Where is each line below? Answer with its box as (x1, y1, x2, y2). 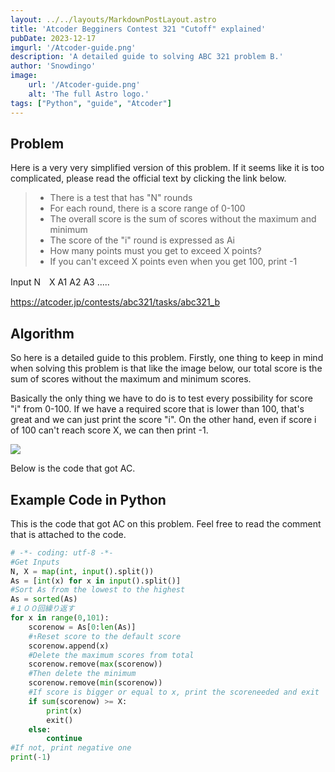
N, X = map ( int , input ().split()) (10, 566, 155, 576)
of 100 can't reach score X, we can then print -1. (10, 424, 209, 436)
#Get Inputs (10, 557, 60, 567)
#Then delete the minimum (28, 669, 137, 679)
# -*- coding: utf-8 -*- (10, 547, 114, 558)
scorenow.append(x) (28, 641, 110, 651)
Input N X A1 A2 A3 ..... (10, 276, 110, 288)
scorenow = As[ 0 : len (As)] (28, 622, 137, 632)
